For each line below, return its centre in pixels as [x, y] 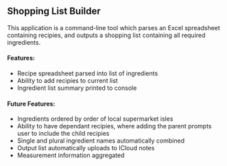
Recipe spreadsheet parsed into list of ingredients [87, 73]
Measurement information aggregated [71, 155]
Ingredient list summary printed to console [77, 88]
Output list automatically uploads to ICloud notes [86, 148]
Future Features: [31, 104]
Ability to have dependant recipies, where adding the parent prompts [114, 126]
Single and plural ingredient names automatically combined [101, 141]
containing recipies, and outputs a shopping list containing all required [106, 35]
